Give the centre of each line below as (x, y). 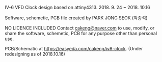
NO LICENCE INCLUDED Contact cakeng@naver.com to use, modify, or (80, 28)
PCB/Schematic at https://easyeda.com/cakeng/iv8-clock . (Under (74, 49)
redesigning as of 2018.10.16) (35, 54)
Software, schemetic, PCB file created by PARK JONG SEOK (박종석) (76, 18)
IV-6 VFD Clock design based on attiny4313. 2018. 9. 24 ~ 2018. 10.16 (77, 7)
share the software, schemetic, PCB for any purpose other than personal (81, 33)
